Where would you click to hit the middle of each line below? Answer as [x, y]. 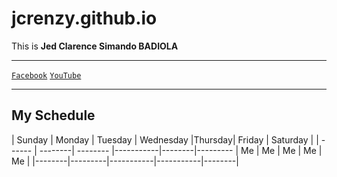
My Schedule [53, 115]
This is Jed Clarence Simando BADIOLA [95, 46]
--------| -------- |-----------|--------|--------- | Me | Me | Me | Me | [181, 150]
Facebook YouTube [46, 75]
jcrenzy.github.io [84, 18]
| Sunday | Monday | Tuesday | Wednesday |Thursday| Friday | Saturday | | [165, 139]
